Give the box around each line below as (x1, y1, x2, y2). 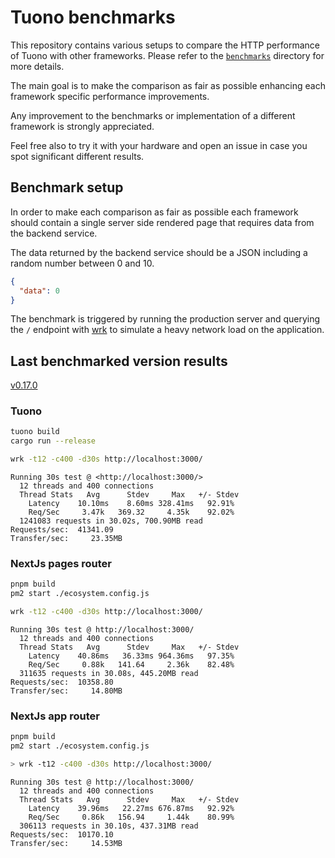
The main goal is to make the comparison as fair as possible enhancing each (10, 79, 326, 91)
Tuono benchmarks (10, 6, 176, 29)
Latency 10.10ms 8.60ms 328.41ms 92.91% (28, 499, 235, 509)
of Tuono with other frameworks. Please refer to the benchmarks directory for (10, 49, 325, 61)
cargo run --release (10, 436, 97, 446)
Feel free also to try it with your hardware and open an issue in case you (10, 139, 308, 151)
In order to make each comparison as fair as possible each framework (10, 206, 299, 218)
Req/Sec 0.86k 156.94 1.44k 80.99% (28, 812, 235, 822)
